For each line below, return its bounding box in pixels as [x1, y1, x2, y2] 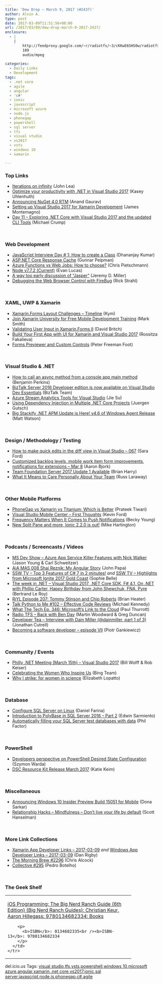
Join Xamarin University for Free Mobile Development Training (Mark [12, 316, 149, 322]
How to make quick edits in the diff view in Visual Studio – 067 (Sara [12, 448, 148, 454]
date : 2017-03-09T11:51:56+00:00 [5, 20, 73, 26]
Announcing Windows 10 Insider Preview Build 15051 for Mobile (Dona [12, 799, 152, 805]
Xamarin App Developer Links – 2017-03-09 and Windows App [12, 847, 138, 853]
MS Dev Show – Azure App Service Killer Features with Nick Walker [12, 555, 147, 560]
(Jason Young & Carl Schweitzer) [12, 560, 79, 566]
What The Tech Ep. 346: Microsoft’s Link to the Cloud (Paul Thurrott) [12, 606, 149, 612]
